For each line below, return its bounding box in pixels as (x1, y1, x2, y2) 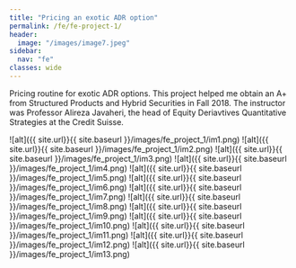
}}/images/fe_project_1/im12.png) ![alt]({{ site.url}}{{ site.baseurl (9, 239, 245, 250)
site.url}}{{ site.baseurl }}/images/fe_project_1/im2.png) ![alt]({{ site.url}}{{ (9, 143, 283, 154)
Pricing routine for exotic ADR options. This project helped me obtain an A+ (9, 87, 287, 99)
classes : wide (9, 64, 63, 73)
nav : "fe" (17, 55, 54, 64)
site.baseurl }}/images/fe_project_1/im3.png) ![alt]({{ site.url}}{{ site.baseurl (9, 153, 287, 164)
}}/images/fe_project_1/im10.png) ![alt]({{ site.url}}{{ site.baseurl (9, 219, 245, 230)
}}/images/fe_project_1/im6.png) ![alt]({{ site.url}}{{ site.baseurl (9, 182, 242, 192)
